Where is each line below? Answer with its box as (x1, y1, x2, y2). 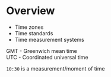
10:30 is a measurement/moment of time (6, 65, 105, 72)
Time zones (14, 24, 44, 31)
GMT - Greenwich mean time (6, 47, 77, 54)
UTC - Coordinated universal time (6, 53, 88, 61)
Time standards (14, 29, 53, 36)
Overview (6, 4, 55, 18)
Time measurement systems (14, 36, 85, 43)
